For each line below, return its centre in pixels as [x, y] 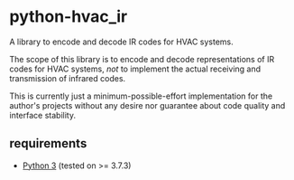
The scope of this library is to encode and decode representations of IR [142, 59]
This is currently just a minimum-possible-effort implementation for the [141, 96]
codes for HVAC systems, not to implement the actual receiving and [135, 69]
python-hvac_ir [69, 17]
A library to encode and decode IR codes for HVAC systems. [122, 42]
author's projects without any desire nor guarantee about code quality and [147, 105]
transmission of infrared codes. [68, 78]
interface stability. [43, 115]
